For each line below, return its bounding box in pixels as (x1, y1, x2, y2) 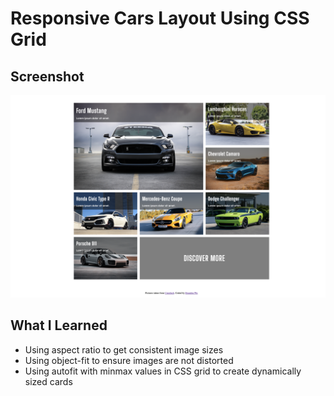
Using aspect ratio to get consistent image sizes (24, 343, 224, 356)
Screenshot (10, 68, 85, 85)
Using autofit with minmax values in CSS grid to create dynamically (24, 365, 302, 377)
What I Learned (10, 317, 108, 334)
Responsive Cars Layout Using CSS (10, 7, 310, 30)
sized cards (24, 375, 73, 387)
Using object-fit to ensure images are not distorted (24, 354, 234, 366)
